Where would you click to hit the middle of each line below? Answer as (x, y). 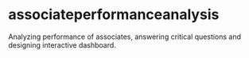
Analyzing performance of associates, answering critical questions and (124, 37)
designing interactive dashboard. (62, 44)
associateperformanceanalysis (114, 15)
